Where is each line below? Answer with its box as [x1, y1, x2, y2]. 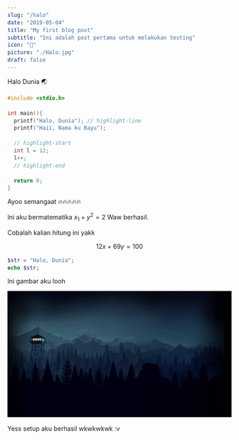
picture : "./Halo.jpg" [7, 49, 75, 56]
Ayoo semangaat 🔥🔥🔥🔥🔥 [7, 198, 82, 206]
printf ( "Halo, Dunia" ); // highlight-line [14, 117, 142, 124]
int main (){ [7, 109, 43, 117]
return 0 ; [14, 177, 43, 184]
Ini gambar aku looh [7, 277, 66, 286]
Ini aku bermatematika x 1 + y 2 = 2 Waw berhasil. [7, 212, 149, 223]
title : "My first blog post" [7, 26, 94, 33]
